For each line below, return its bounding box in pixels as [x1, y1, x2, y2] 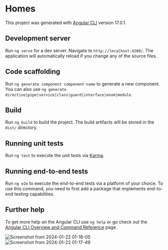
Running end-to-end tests [5, 167, 88, 176]
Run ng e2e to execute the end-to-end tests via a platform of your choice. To [5, 180, 163, 186]
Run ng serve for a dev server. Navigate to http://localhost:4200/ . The [5, 47, 154, 53]
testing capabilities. [14, 191, 55, 197]
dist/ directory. [5, 124, 38, 131]
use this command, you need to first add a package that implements [5, 186, 146, 191]
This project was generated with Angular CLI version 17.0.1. [5, 20, 126, 26]
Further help [5, 205, 45, 214]
